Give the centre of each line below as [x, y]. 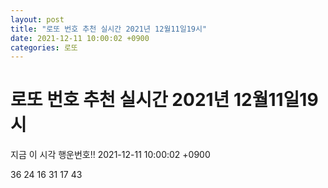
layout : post [37, 19]
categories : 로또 [44, 47]
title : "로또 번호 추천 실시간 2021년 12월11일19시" [109, 29]
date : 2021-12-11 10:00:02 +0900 [80, 38]
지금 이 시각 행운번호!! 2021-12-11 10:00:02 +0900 [110, 155]
